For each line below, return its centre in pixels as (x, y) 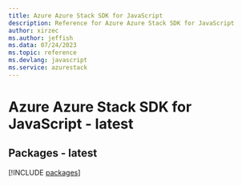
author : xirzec (34, 30)
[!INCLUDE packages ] (44, 172)
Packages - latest (53, 154)
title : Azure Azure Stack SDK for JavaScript (85, 16)
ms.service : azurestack (48, 68)
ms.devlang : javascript (48, 61)
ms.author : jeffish (41, 38)
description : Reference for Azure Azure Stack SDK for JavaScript (121, 23)
